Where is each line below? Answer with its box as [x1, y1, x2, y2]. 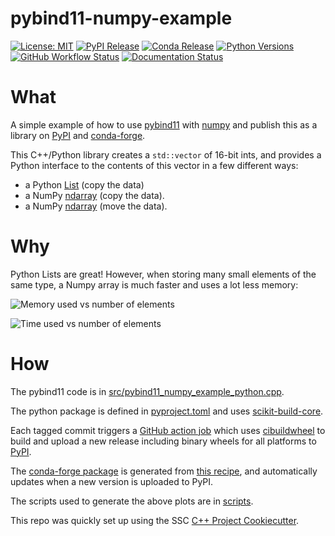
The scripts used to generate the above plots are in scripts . [10, 495, 254, 507]
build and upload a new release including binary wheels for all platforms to [10, 435, 317, 447]
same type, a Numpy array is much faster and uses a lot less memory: [10, 278, 299, 291]
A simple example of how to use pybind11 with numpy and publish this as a [10, 118, 318, 131]
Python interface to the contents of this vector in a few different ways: [10, 159, 299, 171]
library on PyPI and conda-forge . [10, 129, 146, 141]
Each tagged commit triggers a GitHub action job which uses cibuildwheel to [10, 424, 326, 436]
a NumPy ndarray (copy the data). [24, 189, 165, 201]
